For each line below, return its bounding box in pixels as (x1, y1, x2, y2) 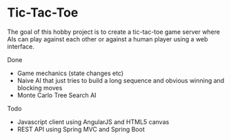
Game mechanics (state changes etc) (17, 69, 124, 77)
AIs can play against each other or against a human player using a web (7, 34, 208, 43)
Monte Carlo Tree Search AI (17, 91, 97, 99)
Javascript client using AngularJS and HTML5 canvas (17, 117, 170, 126)
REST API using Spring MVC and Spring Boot (17, 125, 145, 133)
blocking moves (17, 83, 63, 92)
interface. (7, 42, 34, 50)
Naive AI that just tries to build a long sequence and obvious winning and (17, 76, 225, 84)
